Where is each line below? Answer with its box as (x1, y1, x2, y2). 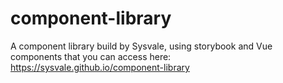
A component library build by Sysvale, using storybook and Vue (10, 40, 273, 52)
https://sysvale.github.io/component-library (10, 61, 190, 73)
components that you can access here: (10, 50, 172, 62)
